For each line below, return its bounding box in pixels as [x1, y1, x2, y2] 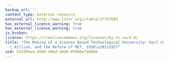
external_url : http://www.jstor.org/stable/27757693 [5, 16, 118, 21]
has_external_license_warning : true [5, 26, 82, 31]
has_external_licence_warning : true [5, 21, 82, 26]
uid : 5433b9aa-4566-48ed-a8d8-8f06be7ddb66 [5, 49, 98, 54]
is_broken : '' [5, 30, 35, 35]
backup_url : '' [5, 7, 37, 12]
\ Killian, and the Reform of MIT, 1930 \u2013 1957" [10, 44, 121, 49]
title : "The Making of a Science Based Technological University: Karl [5, 40, 158, 45]
